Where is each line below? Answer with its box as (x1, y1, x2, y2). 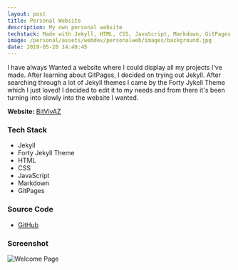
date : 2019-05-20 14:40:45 (7, 43, 88, 51)
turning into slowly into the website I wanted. (7, 93, 139, 102)
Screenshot (7, 238, 48, 248)
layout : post (7, 10, 46, 18)
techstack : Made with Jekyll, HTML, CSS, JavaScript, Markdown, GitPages (7, 30, 232, 38)
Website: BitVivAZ (7, 108, 62, 115)
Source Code (7, 204, 53, 214)
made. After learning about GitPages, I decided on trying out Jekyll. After (7, 71, 222, 79)
